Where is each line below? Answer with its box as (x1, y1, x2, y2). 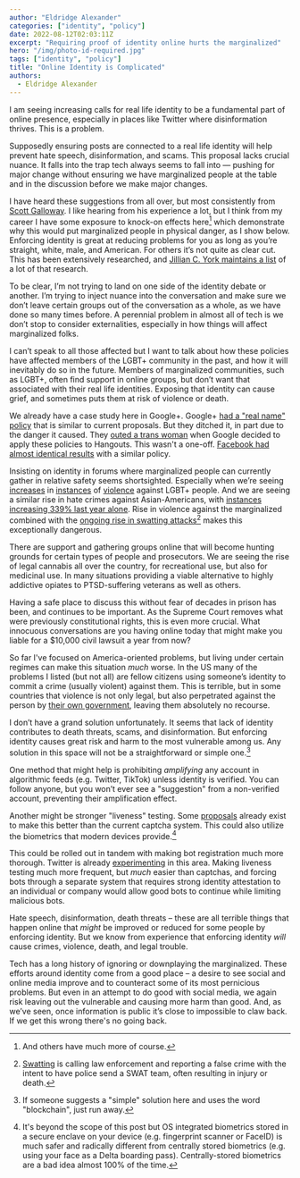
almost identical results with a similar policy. (9, 449, 171, 459)
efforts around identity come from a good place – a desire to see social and (9, 968, 286, 979)
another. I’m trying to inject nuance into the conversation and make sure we (9, 290, 287, 301)
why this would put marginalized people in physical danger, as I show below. (9, 225, 290, 237)
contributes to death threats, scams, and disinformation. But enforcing (9, 726, 268, 737)
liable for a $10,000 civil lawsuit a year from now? (9, 635, 192, 645)
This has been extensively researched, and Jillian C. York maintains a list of (9, 254, 287, 265)
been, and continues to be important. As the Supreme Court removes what (9, 606, 284, 617)
